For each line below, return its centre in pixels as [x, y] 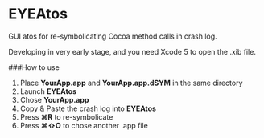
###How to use [34, 67]
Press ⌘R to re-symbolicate [66, 116]
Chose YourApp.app [54, 99]
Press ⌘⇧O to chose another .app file [84, 125]
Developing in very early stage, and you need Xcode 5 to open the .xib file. [132, 51]
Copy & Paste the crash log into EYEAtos [88, 108]
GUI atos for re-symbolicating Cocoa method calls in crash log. [113, 36]
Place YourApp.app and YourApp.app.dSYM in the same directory [131, 83]
